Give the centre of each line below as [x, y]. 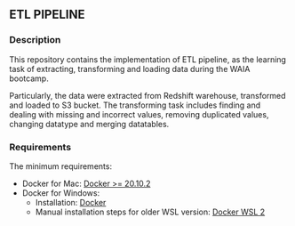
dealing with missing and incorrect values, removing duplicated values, [139, 114]
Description [35, 40]
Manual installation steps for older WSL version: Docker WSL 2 [150, 212]
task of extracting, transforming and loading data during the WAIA [130, 69]
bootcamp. [29, 78]
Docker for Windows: [61, 193]
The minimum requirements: [61, 166]
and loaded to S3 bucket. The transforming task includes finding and [135, 105]
